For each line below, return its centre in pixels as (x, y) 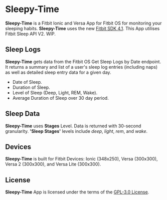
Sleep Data (23, 114)
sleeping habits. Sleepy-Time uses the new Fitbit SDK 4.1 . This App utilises (82, 28)
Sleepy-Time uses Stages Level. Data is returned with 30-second (73, 126)
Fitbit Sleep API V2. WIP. (31, 34)
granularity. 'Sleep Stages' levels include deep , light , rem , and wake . (76, 131)
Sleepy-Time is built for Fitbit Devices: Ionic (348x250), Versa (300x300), (81, 159)
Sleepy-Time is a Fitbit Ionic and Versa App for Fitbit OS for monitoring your (83, 23)
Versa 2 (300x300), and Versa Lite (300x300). (53, 164)
